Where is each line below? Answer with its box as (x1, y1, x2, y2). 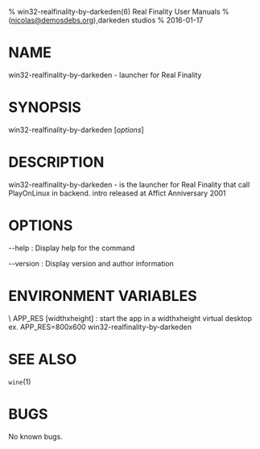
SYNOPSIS (8, 98, 82, 117)
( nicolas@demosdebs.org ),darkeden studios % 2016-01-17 (8, 15, 204, 25)
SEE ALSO (8, 350, 77, 369)
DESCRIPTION (8, 153, 105, 171)
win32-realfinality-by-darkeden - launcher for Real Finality (8, 70, 202, 80)
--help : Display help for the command (8, 243, 135, 253)
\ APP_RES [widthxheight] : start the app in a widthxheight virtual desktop (8, 313, 252, 323)
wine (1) (8, 377, 31, 386)
